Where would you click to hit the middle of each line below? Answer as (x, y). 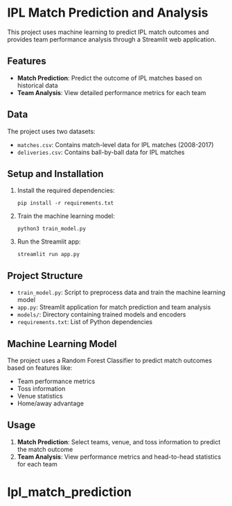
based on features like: (40, 368)
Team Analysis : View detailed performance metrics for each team (111, 92)
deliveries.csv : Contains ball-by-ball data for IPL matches (101, 152)
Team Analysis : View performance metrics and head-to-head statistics (119, 457)
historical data (37, 85)
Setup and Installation (55, 174)
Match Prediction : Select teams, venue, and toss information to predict (119, 441)
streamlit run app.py (48, 255)
